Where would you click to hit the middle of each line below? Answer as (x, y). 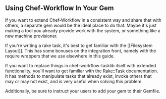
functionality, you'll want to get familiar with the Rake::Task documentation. (82, 71)
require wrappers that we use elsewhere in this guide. (60, 56)
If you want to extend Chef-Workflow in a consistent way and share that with (83, 20)
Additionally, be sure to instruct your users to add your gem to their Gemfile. (83, 91)
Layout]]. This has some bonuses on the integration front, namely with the (81, 50)
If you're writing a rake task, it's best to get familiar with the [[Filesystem (79, 45)
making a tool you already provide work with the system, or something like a (83, 30)
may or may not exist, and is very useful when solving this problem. (74, 81)
